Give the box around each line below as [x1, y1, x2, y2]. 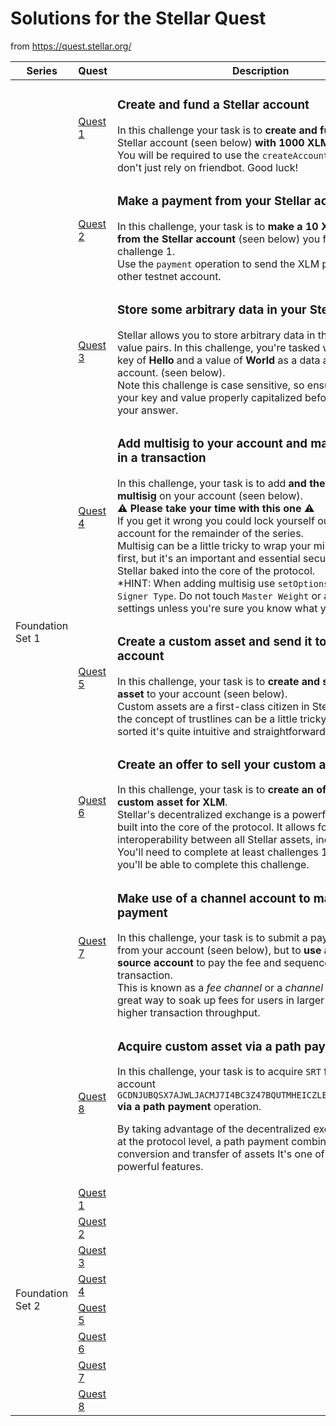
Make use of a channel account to [117, 890, 311, 906]
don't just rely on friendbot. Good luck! [117, 160, 299, 174]
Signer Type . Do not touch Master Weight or [117, 588, 322, 602]
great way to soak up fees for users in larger [117, 993, 325, 1007]
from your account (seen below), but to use [117, 943, 322, 957]
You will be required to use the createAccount [117, 148, 330, 162]
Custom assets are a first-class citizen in [117, 699, 310, 713]
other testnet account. [117, 269, 222, 283]
